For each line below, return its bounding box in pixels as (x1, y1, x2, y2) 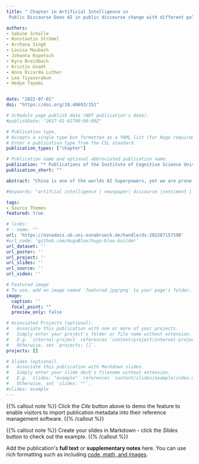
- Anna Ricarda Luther (6, 69, 62, 75)
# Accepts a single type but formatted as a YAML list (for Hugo (6, 134, 171, 140)
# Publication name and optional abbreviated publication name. (6, 156, 168, 162)
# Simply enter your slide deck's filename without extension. (6, 369, 171, 375)
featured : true (6, 211, 44, 217)
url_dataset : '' (6, 243, 46, 249)
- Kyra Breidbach (6, 58, 49, 64)
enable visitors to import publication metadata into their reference (6, 409, 166, 416)
